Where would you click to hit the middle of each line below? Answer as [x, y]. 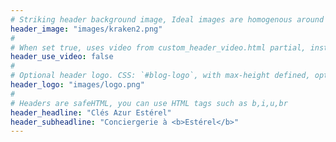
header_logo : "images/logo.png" [77, 85]
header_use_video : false [62, 57]
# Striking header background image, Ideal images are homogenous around [167, 19]
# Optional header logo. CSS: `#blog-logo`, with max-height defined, [160, 76]
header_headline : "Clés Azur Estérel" [91, 112]
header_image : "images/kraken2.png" [86, 29]
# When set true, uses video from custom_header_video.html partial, [158, 47]
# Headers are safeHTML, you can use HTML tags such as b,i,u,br [149, 103]
